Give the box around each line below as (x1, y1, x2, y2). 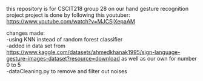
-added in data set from (6, 42, 65, 49)
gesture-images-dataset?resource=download (6, 55, 120, 62)
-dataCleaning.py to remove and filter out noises (6, 68, 127, 74)
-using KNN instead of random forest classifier (6, 36, 123, 43)
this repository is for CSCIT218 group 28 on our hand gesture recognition (6, 5, 189, 12)
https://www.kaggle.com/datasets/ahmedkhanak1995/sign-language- (6, 49, 181, 56)
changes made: (6, 29, 45, 37)
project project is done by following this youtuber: (6, 11, 130, 19)
